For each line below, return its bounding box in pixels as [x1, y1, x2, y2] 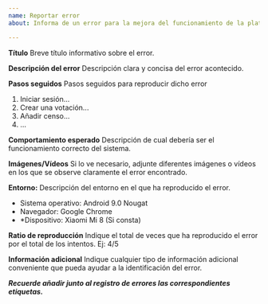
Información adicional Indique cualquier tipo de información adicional [8, 254, 239, 263]
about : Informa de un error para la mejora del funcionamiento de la [8, 19, 245, 27]
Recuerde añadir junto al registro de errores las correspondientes [8, 278, 231, 287]
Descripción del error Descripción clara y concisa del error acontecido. [8, 63, 244, 72]
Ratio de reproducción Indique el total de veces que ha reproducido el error [8, 230, 258, 240]
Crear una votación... [19, 103, 89, 112]
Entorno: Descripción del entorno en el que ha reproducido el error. [8, 182, 231, 192]
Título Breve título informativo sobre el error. [8, 48, 155, 57]
